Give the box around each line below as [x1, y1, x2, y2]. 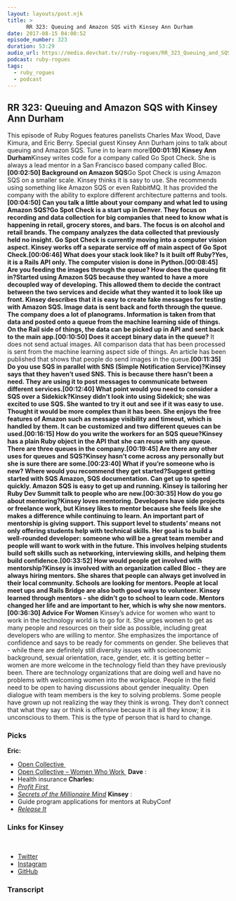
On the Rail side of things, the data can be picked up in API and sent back [7, 325, 225, 334]
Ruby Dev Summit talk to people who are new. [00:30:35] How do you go [7, 489, 223, 498]
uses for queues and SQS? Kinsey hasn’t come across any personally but [7, 452, 224, 461]
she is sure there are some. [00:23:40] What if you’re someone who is [7, 459, 215, 468]
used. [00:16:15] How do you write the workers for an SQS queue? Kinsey [7, 430, 223, 438]
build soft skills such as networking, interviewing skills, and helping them [7, 549, 226, 558]
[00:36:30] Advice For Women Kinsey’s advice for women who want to [7, 609, 216, 617]
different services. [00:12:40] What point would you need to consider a [7, 385, 218, 393]
